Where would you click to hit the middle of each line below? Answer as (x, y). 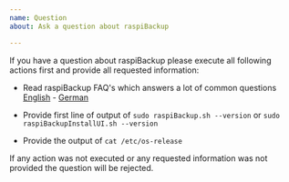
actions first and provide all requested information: (104, 70)
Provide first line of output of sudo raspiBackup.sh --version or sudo (151, 115)
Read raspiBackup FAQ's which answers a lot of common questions (150, 87)
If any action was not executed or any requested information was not (139, 158)
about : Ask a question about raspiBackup (89, 26)
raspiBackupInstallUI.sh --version (90, 124)
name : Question (38, 18)
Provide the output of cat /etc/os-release (102, 140)
